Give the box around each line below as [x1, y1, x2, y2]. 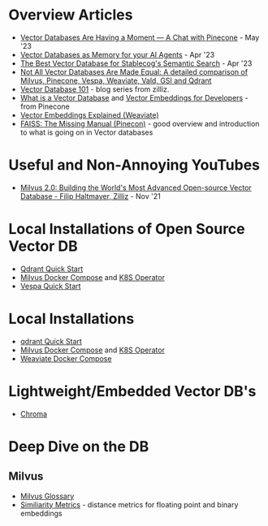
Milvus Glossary [19, 491, 75, 501]
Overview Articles [8, 6, 133, 24]
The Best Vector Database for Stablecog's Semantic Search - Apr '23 [19, 58, 253, 68]
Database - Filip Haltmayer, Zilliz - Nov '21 [19, 191, 161, 200]
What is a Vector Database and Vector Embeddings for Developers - [19, 93, 249, 102]
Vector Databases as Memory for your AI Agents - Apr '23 [19, 50, 215, 59]
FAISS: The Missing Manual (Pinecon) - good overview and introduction [19, 119, 260, 128]
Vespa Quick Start [19, 281, 81, 291]
